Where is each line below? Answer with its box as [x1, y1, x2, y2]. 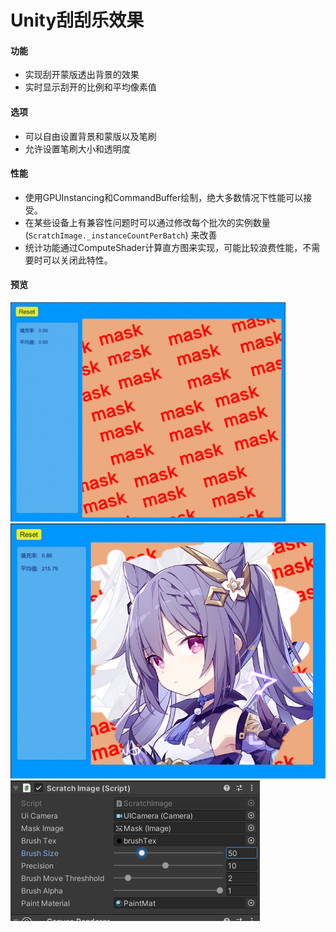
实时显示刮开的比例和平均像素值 [24, 81, 157, 93]
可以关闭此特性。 [42, 254, 113, 266]
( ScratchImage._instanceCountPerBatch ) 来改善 [24, 229, 218, 241]
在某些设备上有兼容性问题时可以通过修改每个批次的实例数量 [24, 216, 271, 228]
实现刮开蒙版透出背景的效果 [24, 69, 140, 81]
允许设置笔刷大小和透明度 [24, 142, 131, 155]
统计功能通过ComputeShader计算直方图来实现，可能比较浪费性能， [24, 241, 303, 253]
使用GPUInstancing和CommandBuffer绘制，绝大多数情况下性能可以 [24, 191, 304, 203]
